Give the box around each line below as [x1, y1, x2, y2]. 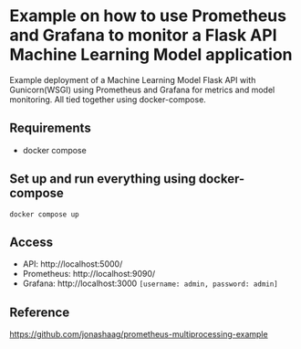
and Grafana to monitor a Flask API [9, 25, 277, 46]
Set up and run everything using [9, 171, 196, 187]
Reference [9, 304, 70, 320]
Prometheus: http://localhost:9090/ [22, 269, 156, 280]
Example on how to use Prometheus [9, 5, 287, 26]
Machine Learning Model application [9, 45, 293, 65]
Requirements [9, 121, 91, 136]
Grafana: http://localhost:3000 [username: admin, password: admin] [22, 278, 278, 289]
